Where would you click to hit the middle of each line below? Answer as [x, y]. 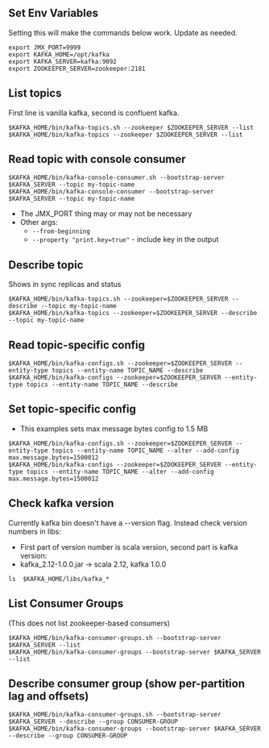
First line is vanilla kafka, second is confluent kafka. [94, 113]
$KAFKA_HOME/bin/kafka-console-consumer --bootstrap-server [112, 192]
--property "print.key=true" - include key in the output [125, 239]
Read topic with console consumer [97, 159]
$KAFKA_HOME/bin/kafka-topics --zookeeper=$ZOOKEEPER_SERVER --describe [133, 314]
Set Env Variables [54, 13]
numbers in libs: [35, 531]
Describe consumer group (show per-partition [127, 683]
